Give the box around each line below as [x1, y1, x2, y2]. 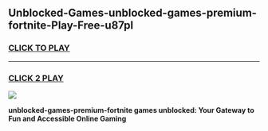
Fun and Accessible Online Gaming [8, 114, 127, 123]
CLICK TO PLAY [8, 43, 70, 54]
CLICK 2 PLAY [8, 72, 64, 83]
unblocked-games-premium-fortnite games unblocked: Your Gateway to [8, 105, 255, 114]
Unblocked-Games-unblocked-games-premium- [8, 6, 258, 20]
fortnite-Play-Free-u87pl [8, 19, 134, 33]
